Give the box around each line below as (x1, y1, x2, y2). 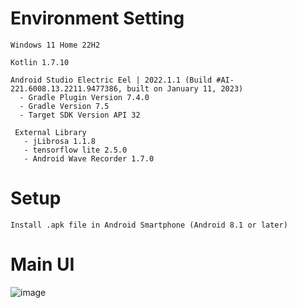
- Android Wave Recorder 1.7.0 (23, 153, 155, 164)
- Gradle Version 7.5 (19, 101, 110, 111)
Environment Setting (10, 7, 185, 30)
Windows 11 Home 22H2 (10, 40, 101, 50)
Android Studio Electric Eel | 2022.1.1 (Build (10, 75, 213, 85)
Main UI (10, 253, 75, 276)
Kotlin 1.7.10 (10, 57, 70, 67)
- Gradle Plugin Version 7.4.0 (19, 92, 150, 102)
